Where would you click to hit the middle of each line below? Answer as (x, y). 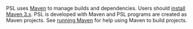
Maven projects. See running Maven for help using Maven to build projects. (96, 20)
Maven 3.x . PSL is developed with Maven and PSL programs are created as (96, 14)
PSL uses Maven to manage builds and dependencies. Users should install (96, 8)
